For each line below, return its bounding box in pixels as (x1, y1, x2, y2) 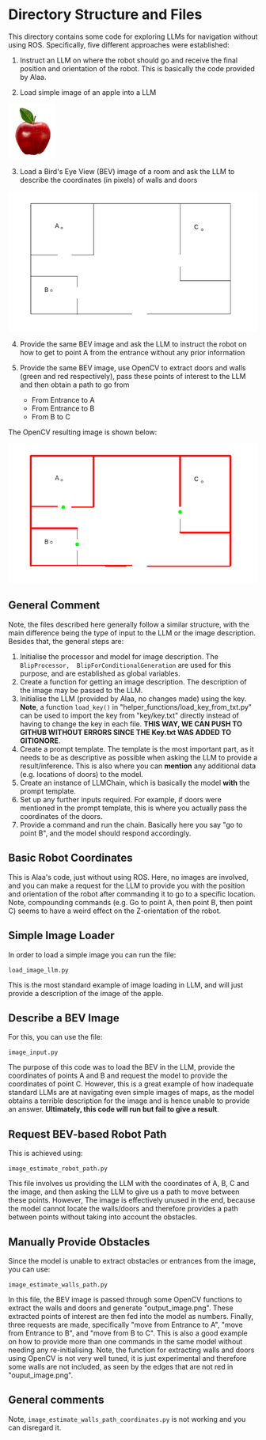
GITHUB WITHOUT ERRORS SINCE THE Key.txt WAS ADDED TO (19, 727, 232, 737)
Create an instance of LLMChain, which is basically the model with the (19, 778, 251, 787)
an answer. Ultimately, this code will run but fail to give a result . (8, 1105, 219, 1114)
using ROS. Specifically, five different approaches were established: (8, 40, 230, 49)
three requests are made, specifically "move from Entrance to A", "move (8, 1320, 243, 1329)
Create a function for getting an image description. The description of (19, 676, 247, 686)
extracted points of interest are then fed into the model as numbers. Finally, (8, 1311, 253, 1321)
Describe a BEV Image (8, 1011, 120, 1025)
